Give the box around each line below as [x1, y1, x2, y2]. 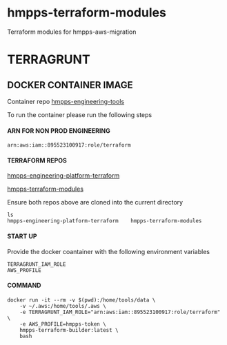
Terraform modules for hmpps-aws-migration [7, 28, 137, 36]
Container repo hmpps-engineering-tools [7, 97, 125, 105]
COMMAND [7, 281, 41, 290]
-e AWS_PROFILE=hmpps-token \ [19, 320, 107, 328]
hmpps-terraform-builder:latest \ [19, 326, 119, 333]
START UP [7, 232, 37, 240]
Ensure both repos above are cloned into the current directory [7, 198, 184, 207]
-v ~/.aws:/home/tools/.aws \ [19, 302, 107, 309]
